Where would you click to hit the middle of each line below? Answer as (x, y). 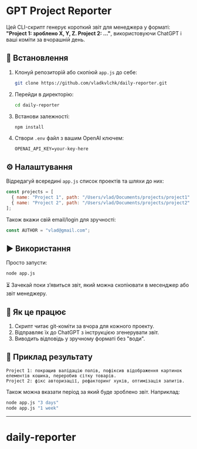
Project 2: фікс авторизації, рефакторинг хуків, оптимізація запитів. (95, 381)
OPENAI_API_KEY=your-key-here (52, 149)
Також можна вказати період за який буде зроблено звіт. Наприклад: (93, 391)
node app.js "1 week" (33, 408)
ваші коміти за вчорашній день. (46, 39)
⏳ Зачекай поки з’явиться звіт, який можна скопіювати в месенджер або (98, 285)
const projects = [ (30, 192)
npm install (29, 127)
